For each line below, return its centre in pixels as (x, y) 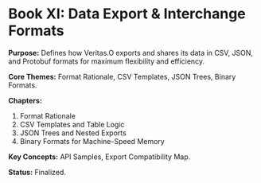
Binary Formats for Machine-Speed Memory (92, 141)
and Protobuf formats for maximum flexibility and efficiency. (107, 61)
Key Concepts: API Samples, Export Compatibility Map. (99, 157)
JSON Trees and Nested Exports (73, 133)
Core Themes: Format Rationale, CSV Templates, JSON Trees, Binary (122, 76)
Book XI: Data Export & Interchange (127, 14)
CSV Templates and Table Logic (72, 124)
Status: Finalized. (37, 172)
